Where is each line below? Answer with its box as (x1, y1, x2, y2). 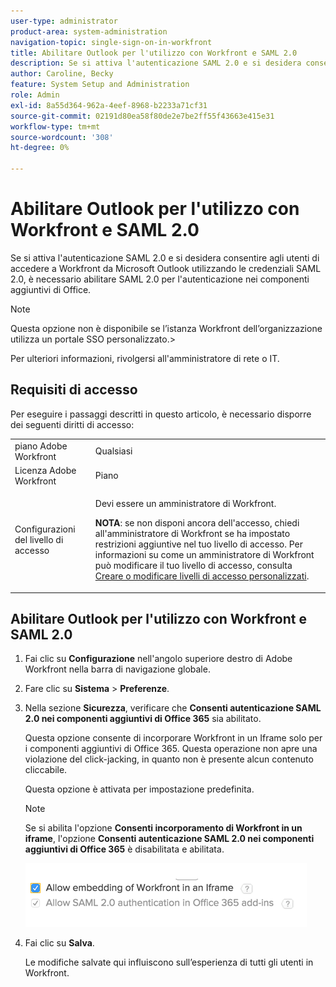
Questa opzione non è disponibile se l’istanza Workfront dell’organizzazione (10, 322, 323, 334)
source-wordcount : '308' (10, 132, 114, 142)
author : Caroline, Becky (10, 69, 114, 79)
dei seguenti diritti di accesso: (10, 418, 135, 430)
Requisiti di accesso (10, 381, 138, 399)
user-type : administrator (10, 16, 118, 26)
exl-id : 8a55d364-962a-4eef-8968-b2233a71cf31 (10, 100, 208, 110)
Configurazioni (14, 523, 76, 535)
